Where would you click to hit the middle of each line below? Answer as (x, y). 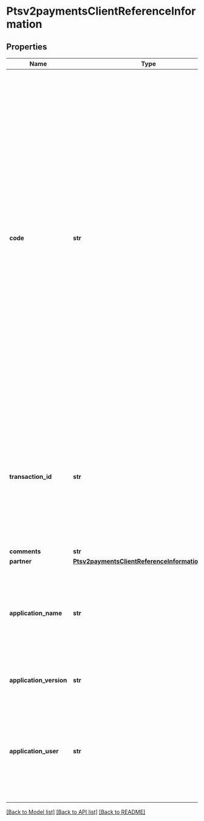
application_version (38, 680)
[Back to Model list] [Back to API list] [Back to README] (76, 812)
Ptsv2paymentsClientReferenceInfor (101, 11)
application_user (34, 751)
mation (24, 24)
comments (25, 551)
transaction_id (31, 477)
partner (21, 561)
